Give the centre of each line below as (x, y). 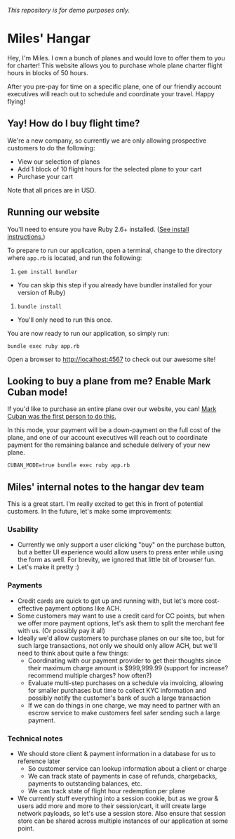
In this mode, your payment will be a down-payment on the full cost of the (114, 430)
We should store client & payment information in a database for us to (116, 754)
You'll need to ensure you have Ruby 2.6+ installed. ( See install (98, 229)
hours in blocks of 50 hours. (48, 72)
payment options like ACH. (83, 608)
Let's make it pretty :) (48, 567)
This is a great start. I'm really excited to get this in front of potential (105, 504)
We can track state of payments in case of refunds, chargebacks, (122, 776)
